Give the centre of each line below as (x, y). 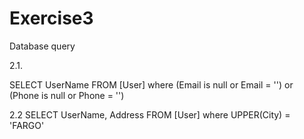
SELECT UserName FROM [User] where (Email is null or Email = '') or (151, 84)
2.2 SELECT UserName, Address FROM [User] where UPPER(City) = (150, 114)
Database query (42, 46)
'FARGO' (27, 125)
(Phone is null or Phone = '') (67, 95)
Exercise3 (51, 18)
